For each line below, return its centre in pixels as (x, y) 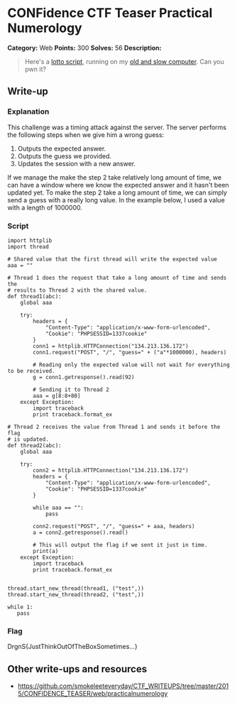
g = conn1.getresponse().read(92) (84, 377)
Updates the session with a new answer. (77, 163)
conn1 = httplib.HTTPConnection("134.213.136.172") (111, 346)
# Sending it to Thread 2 (71, 389)
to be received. (31, 371)
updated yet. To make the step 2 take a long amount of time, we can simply (117, 192)
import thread (28, 246)
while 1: (20, 607)
